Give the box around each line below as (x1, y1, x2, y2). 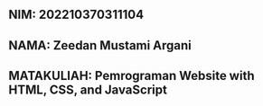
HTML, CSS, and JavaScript (8, 83, 168, 98)
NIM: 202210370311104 (8, 7, 145, 22)
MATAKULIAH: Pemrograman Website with (8, 68, 255, 84)
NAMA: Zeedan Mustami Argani (8, 38, 192, 53)
